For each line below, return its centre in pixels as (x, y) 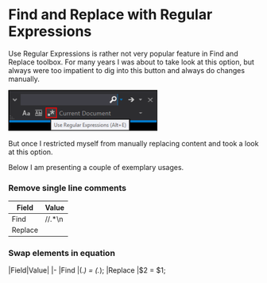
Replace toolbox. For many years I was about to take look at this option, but (131, 62)
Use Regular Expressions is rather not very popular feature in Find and (123, 53)
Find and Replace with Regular (110, 15)
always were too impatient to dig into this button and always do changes (126, 70)
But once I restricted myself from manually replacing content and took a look (133, 143)
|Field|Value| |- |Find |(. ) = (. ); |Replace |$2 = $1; (87, 270)
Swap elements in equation (62, 253)
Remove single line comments (68, 188)
